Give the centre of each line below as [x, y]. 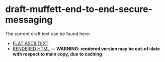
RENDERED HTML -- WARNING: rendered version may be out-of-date [86, 48]
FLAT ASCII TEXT [30, 43]
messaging [29, 20]
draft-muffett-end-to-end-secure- [79, 9]
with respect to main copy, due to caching [57, 54]
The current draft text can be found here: [48, 33]
